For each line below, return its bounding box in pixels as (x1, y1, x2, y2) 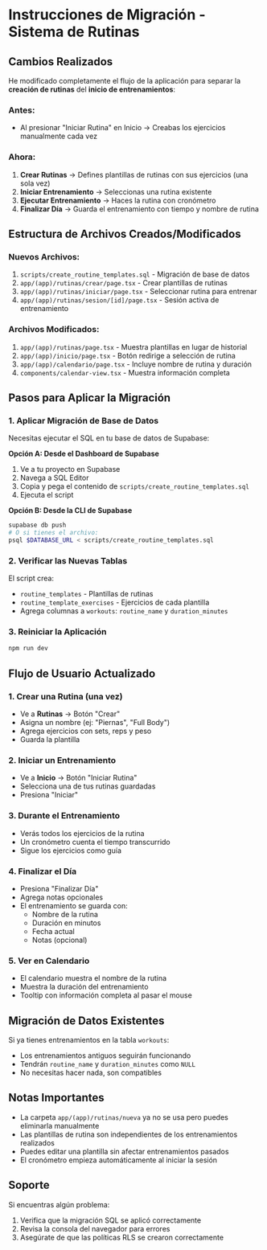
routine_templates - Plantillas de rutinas (19, 589, 154, 599)
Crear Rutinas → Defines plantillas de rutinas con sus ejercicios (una (19, 170, 249, 179)
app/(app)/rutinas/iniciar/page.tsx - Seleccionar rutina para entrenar (19, 287, 257, 297)
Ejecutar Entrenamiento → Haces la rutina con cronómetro (19, 195, 216, 205)
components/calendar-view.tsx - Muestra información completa (19, 367, 231, 377)
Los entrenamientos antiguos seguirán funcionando (19, 1051, 191, 1060)
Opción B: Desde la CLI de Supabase (8, 506, 133, 515)
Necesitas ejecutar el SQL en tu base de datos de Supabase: (8, 433, 210, 443)
